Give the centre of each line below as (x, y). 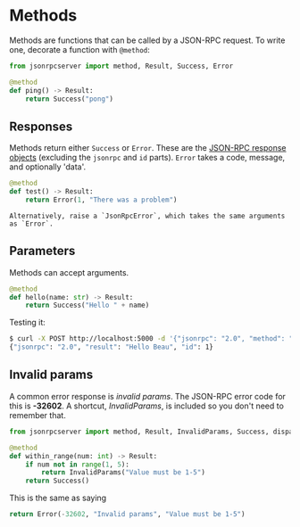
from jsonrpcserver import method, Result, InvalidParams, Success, (139, 432)
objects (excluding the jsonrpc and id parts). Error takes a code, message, (147, 158)
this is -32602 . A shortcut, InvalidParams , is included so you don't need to (146, 406)
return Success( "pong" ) (70, 99)
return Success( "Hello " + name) (87, 305)
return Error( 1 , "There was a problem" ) (101, 200)
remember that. (38, 415)
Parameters (42, 251)
